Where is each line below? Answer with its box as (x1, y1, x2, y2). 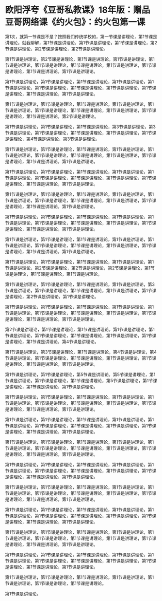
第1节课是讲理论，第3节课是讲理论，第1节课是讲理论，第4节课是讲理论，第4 (5, 349, 157, 355)
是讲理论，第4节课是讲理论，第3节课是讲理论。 (5, 136, 100, 142)
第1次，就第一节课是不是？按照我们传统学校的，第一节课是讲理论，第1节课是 (5, 34, 158, 39)
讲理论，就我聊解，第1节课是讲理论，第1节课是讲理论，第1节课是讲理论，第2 (5, 39, 158, 45)
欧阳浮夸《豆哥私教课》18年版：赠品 (5, 4, 150, 16)
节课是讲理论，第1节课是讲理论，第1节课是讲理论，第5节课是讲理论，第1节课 (5, 377, 158, 383)
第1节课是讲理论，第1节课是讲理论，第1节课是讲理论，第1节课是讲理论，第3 (5, 281, 155, 287)
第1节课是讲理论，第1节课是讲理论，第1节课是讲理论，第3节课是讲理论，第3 (5, 124, 156, 130)
